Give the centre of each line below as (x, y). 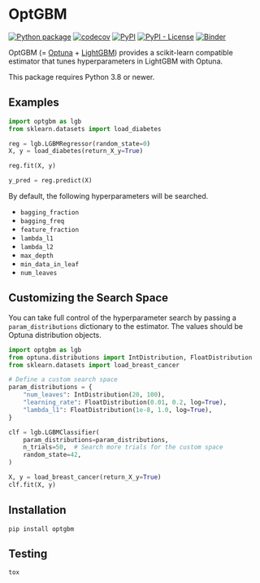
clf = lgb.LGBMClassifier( (54, 432)
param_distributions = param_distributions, (96, 440)
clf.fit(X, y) (32, 484)
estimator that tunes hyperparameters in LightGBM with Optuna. (116, 61)
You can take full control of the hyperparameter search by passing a (123, 318)
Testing (28, 554)
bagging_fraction (50, 213)
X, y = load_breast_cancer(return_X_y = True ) (85, 477)
